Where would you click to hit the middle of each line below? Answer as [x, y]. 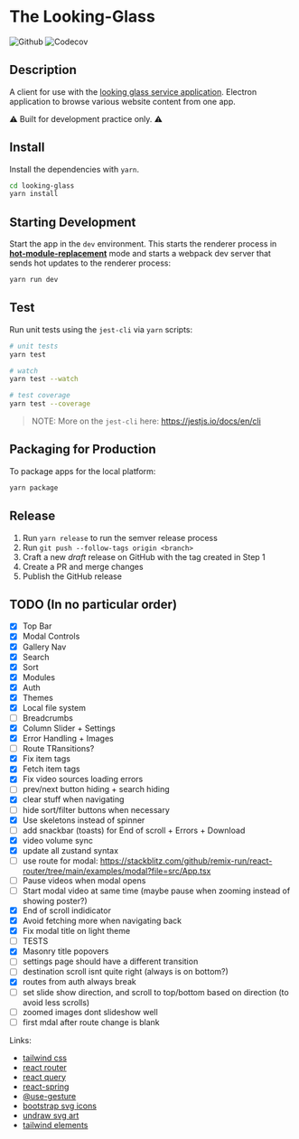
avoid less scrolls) [56, 1002]
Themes [38, 697]
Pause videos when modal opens [84, 880]
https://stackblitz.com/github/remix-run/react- [186, 861]
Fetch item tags [51, 769]
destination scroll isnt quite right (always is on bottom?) [125, 972]
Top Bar [37, 626]
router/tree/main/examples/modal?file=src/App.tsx [117, 871]
